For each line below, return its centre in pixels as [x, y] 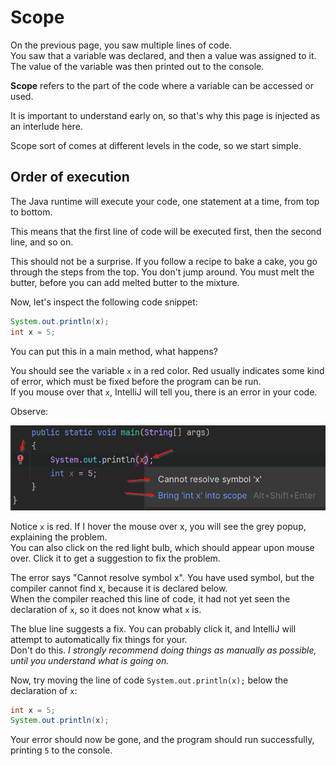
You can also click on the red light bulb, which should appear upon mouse [162, 547]
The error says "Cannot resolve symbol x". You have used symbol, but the [162, 577]
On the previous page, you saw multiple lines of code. [121, 45]
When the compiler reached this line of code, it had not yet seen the [150, 598]
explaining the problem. [59, 537]
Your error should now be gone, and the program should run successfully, [162, 740]
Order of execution [70, 177]
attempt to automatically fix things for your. [99, 639]
